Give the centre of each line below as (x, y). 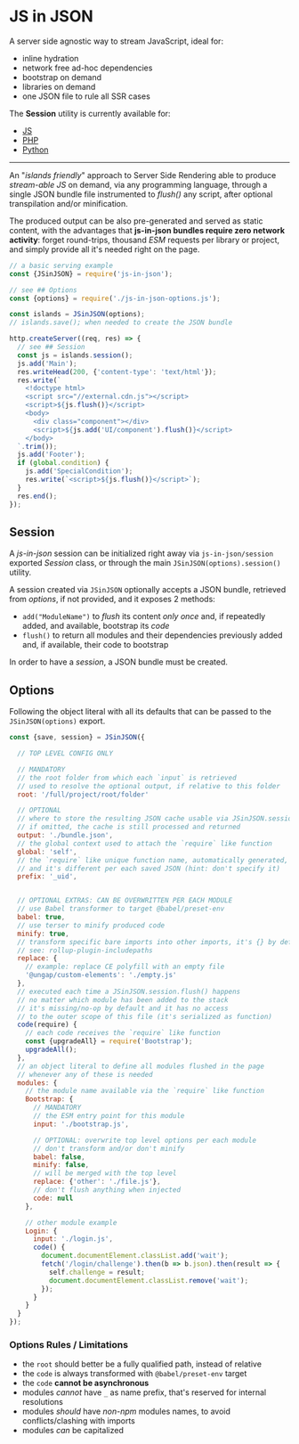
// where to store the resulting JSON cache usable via (123, 819)
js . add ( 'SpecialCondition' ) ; (79, 471)
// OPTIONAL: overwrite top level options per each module (144, 1140)
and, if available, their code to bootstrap (95, 645)
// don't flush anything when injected (106, 1190)
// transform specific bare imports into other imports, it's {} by (147, 942)
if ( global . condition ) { (63, 463)
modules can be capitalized (73, 1431)
